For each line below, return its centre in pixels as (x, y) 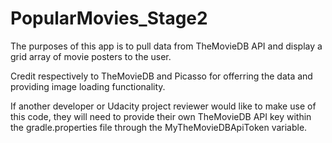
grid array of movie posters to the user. (91, 56)
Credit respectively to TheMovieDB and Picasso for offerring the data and (161, 76)
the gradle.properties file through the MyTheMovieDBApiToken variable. (159, 127)
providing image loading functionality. (88, 86)
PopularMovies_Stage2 (109, 18)
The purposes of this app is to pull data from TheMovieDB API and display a (166, 46)
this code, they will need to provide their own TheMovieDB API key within (161, 116)
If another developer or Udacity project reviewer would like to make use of (163, 106)
